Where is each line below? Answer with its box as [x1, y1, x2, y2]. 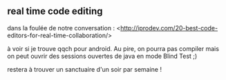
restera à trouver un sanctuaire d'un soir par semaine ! [7, 65, 162, 73]
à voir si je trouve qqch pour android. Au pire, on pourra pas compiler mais [7, 44, 220, 52]
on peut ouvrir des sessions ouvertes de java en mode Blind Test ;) [7, 52, 198, 60]
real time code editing [7, 6, 103, 17]
